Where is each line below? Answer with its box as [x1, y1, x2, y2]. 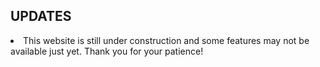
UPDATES [10, 8, 72, 25]
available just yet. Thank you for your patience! [10, 45, 204, 57]
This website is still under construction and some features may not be [23, 34, 310, 46]
